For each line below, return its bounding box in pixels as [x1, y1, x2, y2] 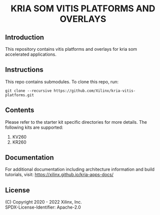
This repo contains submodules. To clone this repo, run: [5, 78, 119, 84]
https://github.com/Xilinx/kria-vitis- [53, 88, 136, 93]
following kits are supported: [5, 124, 63, 130]
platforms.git [5, 92, 35, 98]
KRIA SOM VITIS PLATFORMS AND [10, 3, 156, 14]
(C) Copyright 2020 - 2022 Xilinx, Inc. [5, 199, 82, 205]
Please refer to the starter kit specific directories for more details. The [5, 119, 147, 125]
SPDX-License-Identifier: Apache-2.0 [5, 204, 81, 210]
